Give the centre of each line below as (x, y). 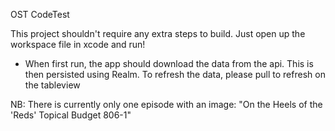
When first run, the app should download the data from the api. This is (169, 63)
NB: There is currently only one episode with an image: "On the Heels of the (166, 104)
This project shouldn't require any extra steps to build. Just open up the (158, 33)
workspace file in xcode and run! (78, 44)
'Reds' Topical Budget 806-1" (71, 115)
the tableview (52, 85)
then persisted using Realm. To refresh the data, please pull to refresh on (175, 74)
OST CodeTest (40, 14)
